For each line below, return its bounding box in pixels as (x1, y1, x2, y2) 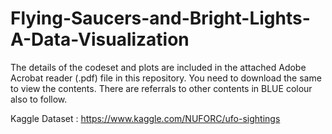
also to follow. (10, 93, 68, 105)
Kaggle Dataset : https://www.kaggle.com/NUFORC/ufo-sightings (10, 112, 281, 124)
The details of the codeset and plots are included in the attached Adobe (10, 61, 307, 73)
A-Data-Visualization (10, 28, 190, 51)
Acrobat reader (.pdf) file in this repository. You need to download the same (10, 72, 322, 84)
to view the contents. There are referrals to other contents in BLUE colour (10, 82, 313, 94)
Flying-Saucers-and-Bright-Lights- (10, 7, 311, 30)
